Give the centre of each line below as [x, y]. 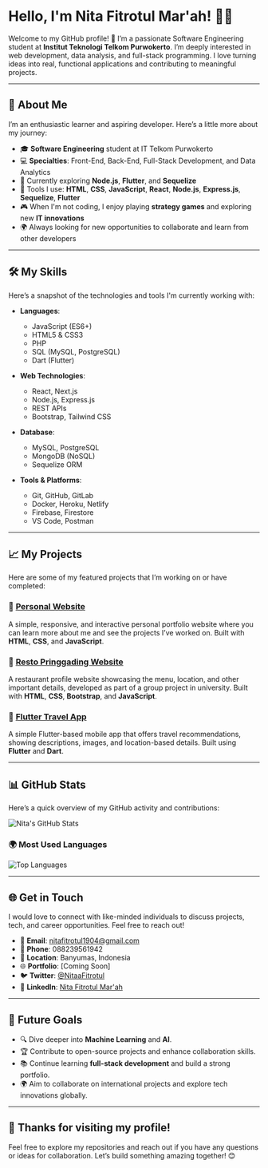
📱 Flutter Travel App [47, 716]
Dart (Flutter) [53, 360]
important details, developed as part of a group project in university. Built [128, 687]
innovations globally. [53, 1095]
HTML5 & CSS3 [57, 335]
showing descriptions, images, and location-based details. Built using [122, 742]
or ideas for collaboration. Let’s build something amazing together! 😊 [122, 1155]
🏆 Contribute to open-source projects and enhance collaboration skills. [138, 1051]
